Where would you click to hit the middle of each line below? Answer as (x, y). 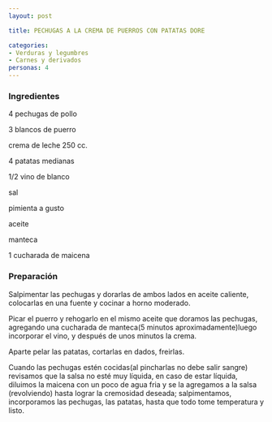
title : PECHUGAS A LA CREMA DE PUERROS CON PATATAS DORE (107, 30)
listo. (17, 410)
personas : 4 (28, 68)
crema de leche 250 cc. (48, 145)
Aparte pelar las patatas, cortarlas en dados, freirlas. (97, 351)
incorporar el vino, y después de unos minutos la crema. (103, 336)
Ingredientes (34, 96)
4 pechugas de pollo (43, 114)
